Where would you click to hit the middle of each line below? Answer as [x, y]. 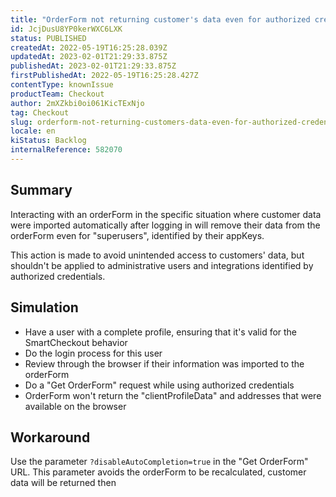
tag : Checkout [40, 112]
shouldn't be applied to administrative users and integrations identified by [162, 265]
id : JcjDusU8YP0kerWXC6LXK [66, 29]
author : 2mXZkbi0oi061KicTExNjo [77, 103]
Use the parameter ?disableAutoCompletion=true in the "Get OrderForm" [159, 462]
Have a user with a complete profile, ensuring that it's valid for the [161, 332]
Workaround [50, 437]
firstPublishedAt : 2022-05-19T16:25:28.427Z [104, 76]
